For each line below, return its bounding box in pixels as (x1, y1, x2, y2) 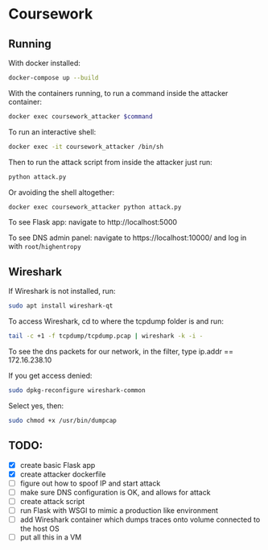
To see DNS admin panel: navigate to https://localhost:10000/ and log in (8, 233, 247, 242)
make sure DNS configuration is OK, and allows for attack (19, 487, 211, 497)
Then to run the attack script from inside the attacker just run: (8, 157, 213, 167)
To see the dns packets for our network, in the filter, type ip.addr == (8, 346, 233, 356)
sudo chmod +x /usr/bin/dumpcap (8, 416, 117, 424)
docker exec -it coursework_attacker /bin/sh (8, 143, 163, 151)
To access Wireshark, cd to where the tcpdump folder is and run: (8, 316, 224, 326)
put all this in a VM (19, 532, 82, 542)
